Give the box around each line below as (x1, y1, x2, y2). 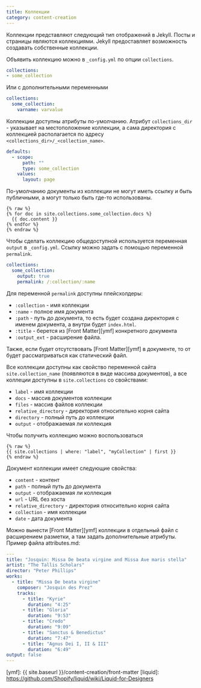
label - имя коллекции (14, 388, 73, 395)
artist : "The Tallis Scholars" (6, 562, 85, 568)
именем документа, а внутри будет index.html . (14, 321, 137, 328)
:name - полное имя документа (14, 307, 94, 315)
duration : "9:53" (28, 612, 71, 619)
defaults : (6, 149, 31, 155)
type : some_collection (22, 166, 79, 172)
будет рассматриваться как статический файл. (6, 352, 128, 359)
